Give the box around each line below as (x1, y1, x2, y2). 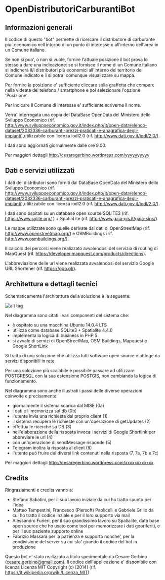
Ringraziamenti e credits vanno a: (5, 487, 73, 493)
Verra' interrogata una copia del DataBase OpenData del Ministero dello (5, 112, 151, 118)
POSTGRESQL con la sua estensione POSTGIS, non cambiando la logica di (5, 373, 157, 379)
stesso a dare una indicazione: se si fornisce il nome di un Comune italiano (5, 62, 157, 67)
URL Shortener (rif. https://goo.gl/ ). (5, 265, 77, 271)
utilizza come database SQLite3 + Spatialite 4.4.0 (12, 327, 113, 333)
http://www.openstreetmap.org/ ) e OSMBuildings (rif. (5, 230, 113, 236)
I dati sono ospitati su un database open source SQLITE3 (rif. (5, 210, 129, 216)
